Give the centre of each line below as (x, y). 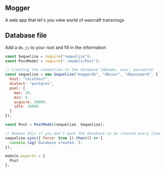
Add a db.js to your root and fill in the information (56, 47)
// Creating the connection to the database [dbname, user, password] (79, 70)
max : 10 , (23, 93)
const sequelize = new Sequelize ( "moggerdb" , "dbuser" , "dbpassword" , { (82, 74)
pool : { (18, 88)
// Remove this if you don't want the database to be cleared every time (83, 133)
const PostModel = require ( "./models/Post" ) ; (53, 61)
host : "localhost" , (30, 79)
